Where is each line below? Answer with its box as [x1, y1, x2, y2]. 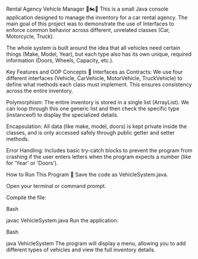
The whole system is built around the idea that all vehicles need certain [6, 44, 180, 51]
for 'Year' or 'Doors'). [6, 159, 58, 167]
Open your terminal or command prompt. [6, 183, 106, 189]
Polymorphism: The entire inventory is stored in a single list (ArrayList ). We [6, 99, 189, 105]
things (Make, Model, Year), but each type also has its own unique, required [6, 50, 192, 57]
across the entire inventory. [6, 87, 73, 94]
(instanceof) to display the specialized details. [6, 111, 119, 118]
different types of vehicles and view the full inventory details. [6, 246, 156, 253]
